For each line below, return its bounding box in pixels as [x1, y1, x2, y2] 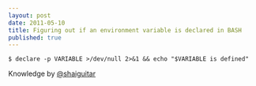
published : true [8, 33, 62, 42]
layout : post [8, 11, 51, 20]
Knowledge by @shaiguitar [8, 69, 96, 79]
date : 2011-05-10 [8, 19, 66, 27]
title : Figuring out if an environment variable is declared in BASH [8, 26, 243, 34]
